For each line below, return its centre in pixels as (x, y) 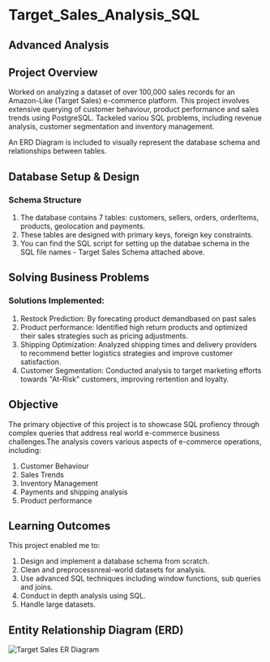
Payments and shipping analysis (74, 492)
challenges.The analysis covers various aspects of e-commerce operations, (135, 442)
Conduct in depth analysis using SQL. (83, 596)
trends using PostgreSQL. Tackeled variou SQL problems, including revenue (135, 118)
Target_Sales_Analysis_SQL (104, 15)
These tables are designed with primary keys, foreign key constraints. (137, 235)
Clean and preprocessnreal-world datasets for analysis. (113, 570)
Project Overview (53, 72)
